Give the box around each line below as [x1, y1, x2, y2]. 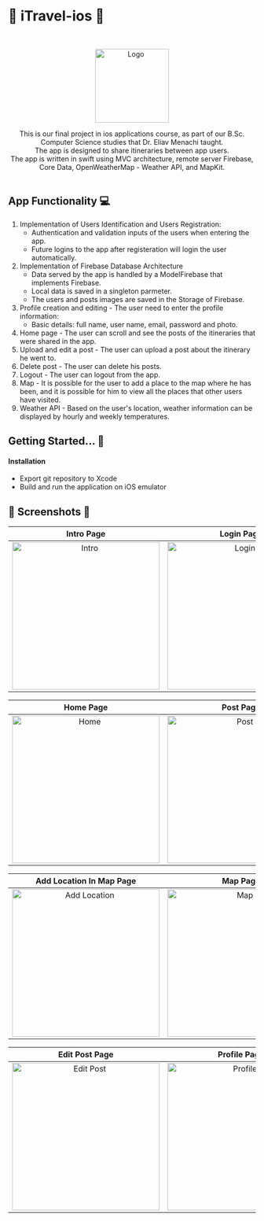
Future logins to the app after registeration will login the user [31, 244, 227, 254]
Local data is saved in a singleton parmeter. [31, 286, 173, 296]
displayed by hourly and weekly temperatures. [19, 411, 170, 421]
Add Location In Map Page [35, 876, 137, 887]
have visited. [19, 395, 61, 404]
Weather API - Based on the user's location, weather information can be [19, 403, 253, 412]
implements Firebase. [31, 278, 101, 287]
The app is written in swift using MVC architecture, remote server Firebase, [10, 153, 254, 164]
